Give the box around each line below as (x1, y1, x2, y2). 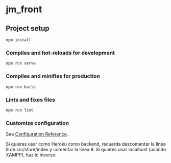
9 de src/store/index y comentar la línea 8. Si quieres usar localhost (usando (6, 147, 166, 153)
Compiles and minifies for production (6, 73, 100, 80)
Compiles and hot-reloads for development (6, 49, 115, 56)
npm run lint (6, 107, 34, 113)
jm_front (6, 4, 42, 15)
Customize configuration (6, 119, 69, 126)
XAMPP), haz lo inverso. (6, 152, 57, 158)
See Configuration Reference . (6, 131, 68, 137)
